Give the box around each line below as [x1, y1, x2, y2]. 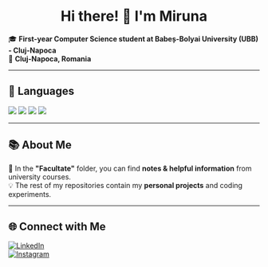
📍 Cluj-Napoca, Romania [8, 53, 92, 63]
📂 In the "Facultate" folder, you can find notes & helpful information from [8, 163, 253, 173]
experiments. [8, 189, 52, 198]
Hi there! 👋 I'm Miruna [61, 7, 207, 26]
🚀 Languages [8, 84, 74, 98]
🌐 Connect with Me [8, 219, 106, 234]
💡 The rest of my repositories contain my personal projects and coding [8, 180, 243, 190]
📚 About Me [8, 139, 72, 152]
